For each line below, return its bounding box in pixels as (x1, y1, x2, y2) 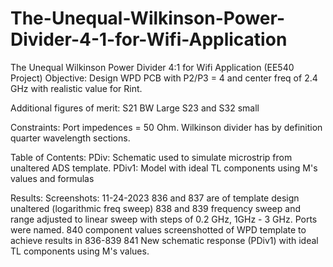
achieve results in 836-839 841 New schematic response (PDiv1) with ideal (10, 234, 319, 246)
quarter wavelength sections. (10, 132, 131, 144)
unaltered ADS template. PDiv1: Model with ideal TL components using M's (10, 162, 318, 174)
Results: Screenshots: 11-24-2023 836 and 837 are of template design (10, 192, 300, 204)
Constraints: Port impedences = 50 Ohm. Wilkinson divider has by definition (10, 121, 323, 133)
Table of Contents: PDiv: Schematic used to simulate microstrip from (10, 151, 293, 163)
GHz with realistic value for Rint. (10, 82, 143, 94)
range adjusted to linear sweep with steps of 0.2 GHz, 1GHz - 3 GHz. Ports (10, 213, 318, 225)
